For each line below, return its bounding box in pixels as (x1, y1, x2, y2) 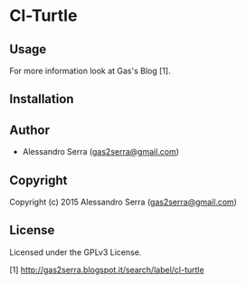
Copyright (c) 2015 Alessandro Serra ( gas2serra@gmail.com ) (9, 196, 238, 208)
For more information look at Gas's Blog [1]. (9, 65, 171, 76)
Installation (9, 91, 74, 107)
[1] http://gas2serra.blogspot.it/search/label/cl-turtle (9, 264, 205, 275)
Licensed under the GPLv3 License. (9, 246, 142, 258)
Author (9, 122, 50, 137)
